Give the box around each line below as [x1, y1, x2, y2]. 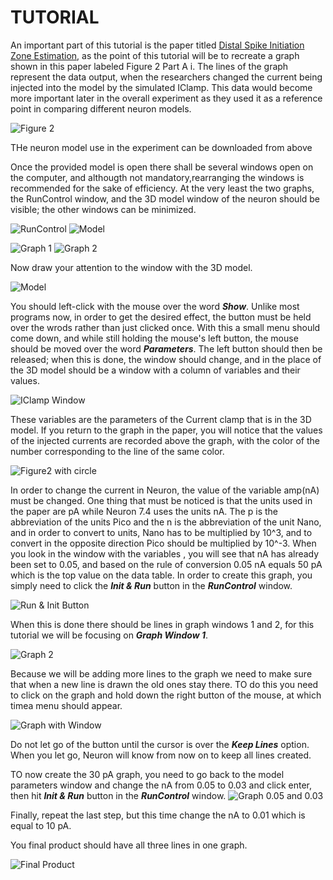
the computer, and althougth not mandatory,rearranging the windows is [10, 171, 305, 183]
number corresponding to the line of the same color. [10, 445, 225, 457]
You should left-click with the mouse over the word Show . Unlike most [10, 300, 300, 312]
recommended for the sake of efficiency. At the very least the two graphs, [10, 182, 315, 194]
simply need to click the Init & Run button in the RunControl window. [10, 579, 293, 591]
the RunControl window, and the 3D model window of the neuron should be [10, 192, 321, 205]
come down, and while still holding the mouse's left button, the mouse [10, 332, 299, 344]
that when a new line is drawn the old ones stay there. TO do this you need [10, 678, 319, 690]
